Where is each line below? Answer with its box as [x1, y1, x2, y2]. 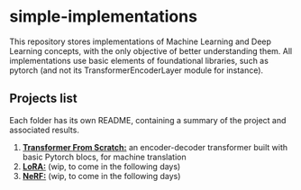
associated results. [9, 124, 79, 135]
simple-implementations [9, 6, 198, 27]
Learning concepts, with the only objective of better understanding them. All [9, 45, 293, 56]
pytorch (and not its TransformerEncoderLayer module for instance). [9, 65, 264, 76]
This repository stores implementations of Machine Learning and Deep [9, 36, 272, 47]
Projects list [9, 91, 78, 106]
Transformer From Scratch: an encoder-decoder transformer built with [22, 141, 288, 152]
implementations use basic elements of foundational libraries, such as [9, 55, 269, 66]
